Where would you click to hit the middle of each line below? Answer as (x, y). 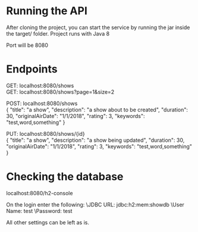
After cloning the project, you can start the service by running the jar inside (98, 27)
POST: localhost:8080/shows (42, 103)
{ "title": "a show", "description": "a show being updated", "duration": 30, (95, 140)
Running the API (47, 11)
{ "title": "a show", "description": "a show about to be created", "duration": (97, 109)
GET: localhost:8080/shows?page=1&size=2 (60, 92)
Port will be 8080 (27, 45)
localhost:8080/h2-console (40, 193)
